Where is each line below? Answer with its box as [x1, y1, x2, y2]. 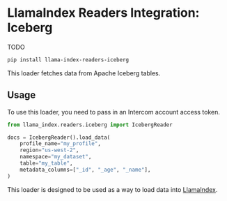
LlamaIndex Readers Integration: [7, 5, 200, 21]
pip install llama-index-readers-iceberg [7, 56, 130, 64]
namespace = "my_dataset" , [19, 154, 92, 161]
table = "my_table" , [19, 160, 73, 167]
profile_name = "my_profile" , [19, 140, 101, 147]
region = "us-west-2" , [19, 147, 79, 154]
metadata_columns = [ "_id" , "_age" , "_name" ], [19, 166, 151, 173]
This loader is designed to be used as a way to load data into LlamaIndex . [7, 185, 218, 193]
